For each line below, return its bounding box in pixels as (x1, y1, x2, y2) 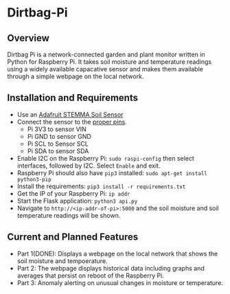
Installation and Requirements (7, 92, 139, 104)
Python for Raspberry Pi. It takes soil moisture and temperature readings (7, 58, 212, 66)
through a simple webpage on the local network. (7, 72, 144, 80)
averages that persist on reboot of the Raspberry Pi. (16, 271, 165, 280)
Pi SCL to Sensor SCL (27, 139, 89, 148)
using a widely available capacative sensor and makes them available (7, 65, 204, 73)
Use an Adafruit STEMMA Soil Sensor (16, 110, 124, 118)
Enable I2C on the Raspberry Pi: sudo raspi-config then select (16, 154, 194, 162)
